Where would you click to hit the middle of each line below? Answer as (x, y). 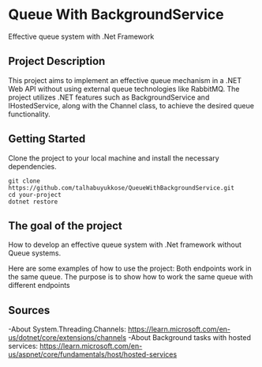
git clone (24, 181)
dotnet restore (33, 202)
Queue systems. (35, 253)
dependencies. (32, 166)
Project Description (57, 61)
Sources (29, 310)
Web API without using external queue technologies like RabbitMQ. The (124, 89)
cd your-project (35, 195)
